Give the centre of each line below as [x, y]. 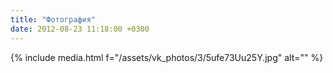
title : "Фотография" [53, 19]
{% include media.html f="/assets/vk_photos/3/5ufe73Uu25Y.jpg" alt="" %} [167, 57]
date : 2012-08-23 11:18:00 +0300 [80, 29]
